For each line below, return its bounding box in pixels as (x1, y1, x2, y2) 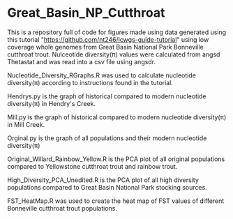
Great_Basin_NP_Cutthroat (7, 5, 165, 21)
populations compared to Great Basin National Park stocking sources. (7, 183, 207, 191)
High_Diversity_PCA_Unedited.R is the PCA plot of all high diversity (7, 176, 199, 184)
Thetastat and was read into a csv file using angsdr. (7, 57, 156, 66)
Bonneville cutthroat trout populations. (7, 204, 117, 212)
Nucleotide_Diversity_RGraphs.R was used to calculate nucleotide (7, 71, 197, 80)
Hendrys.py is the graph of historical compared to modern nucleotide (7, 92, 207, 100)
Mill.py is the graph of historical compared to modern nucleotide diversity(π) (7, 113, 227, 121)
